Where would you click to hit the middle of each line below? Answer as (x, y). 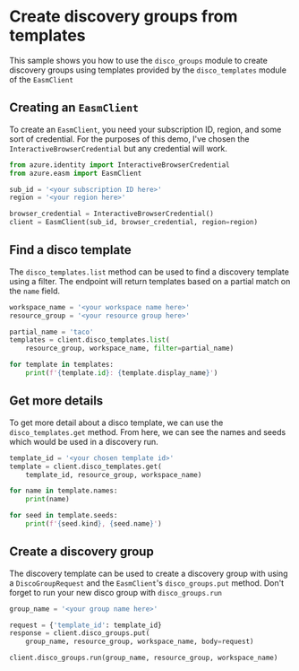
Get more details (56, 401)
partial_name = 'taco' (51, 332)
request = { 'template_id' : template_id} (86, 625)
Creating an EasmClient (74, 108)
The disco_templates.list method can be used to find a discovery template (149, 272)
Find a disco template (70, 250)
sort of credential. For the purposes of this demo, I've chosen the (129, 139)
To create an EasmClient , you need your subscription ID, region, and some (145, 129)
